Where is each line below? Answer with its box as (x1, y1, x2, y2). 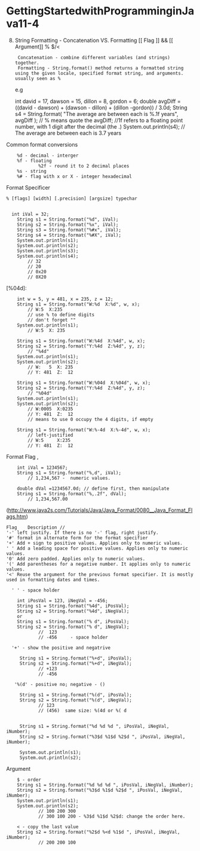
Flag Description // (6, 524, 66, 530)
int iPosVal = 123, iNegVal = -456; (17, 597, 109, 603)
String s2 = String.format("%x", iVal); (17, 221, 119, 228)
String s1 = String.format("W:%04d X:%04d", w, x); (17, 380, 151, 386)
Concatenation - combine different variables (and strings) (17, 54, 171, 60)
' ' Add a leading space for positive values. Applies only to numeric (6, 545, 188, 551)
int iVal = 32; (11, 211, 50, 217)
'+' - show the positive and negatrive (11, 645, 111, 651)
